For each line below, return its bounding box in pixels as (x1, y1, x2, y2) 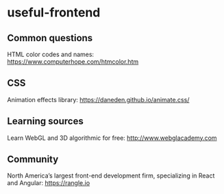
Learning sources (7, 115, 84, 128)
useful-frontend (7, 5, 101, 21)
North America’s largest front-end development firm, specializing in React (7, 171, 215, 180)
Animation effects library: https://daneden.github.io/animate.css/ (7, 95, 190, 104)
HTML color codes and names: (7, 50, 95, 58)
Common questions (7, 32, 93, 44)
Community (7, 154, 59, 165)
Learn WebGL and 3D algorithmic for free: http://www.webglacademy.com (7, 134, 217, 142)
